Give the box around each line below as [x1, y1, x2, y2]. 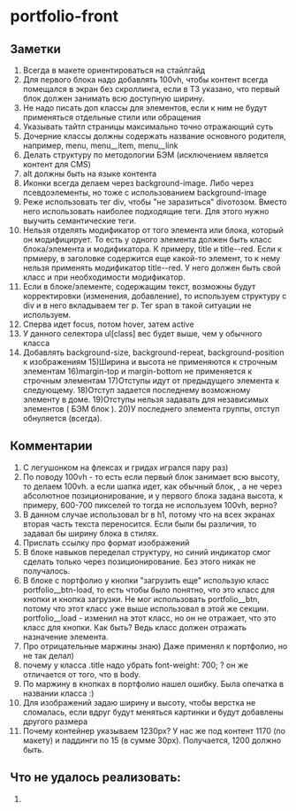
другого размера [22, 715, 88, 727]
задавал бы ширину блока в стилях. [22, 528, 159, 538]
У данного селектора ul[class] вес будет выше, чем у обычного [22, 328, 263, 338]
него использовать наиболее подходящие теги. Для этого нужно [22, 206, 269, 216]
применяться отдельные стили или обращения [22, 112, 201, 122]
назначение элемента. [22, 631, 109, 642]
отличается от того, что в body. [22, 668, 141, 679]
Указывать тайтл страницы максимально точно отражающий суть [22, 121, 274, 132]
